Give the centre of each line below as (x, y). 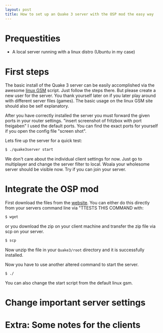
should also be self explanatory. (37, 106)
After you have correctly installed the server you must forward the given (77, 116)
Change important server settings (75, 303)
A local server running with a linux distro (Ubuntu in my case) (73, 52)
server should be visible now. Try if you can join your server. (66, 169)
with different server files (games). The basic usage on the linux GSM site (79, 101)
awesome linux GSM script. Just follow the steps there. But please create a (81, 91)
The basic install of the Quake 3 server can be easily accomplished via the (80, 85)
